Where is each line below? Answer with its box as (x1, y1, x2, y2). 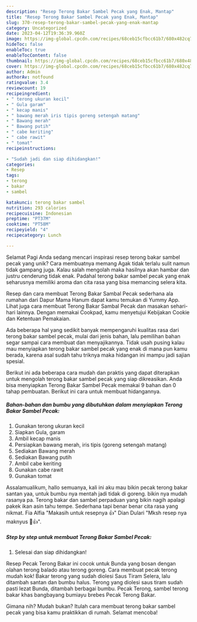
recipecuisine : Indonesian (6, 210, 72, 217)
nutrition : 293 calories (6, 205, 67, 211)
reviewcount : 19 (6, 85, 46, 91)
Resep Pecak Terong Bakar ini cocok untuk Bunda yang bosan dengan (6, 560, 176, 567)
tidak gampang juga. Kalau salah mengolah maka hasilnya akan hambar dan (6, 266, 189, 273)
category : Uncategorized (6, 25, 67, 31)
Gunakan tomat (14, 472, 52, 480)
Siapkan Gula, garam (14, 428, 66, 435)
